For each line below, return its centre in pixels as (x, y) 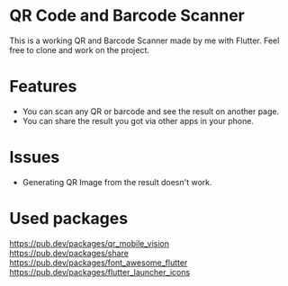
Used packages (69, 219)
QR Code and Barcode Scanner (127, 16)
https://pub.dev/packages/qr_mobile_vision (89, 243)
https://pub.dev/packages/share (69, 253)
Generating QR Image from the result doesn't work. (117, 182)
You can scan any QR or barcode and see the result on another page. (151, 111)
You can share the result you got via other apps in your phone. (138, 121)
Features (43, 87)
